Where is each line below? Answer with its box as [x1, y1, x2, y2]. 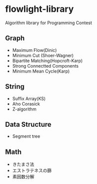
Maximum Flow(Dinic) [12, 47, 57, 53]
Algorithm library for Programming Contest [5, 20, 93, 26]
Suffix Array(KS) [12, 95, 46, 102]
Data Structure [5, 120, 52, 129]
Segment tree [12, 133, 41, 139]
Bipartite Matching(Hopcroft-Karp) [12, 58, 83, 64]
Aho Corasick [12, 101, 41, 107]
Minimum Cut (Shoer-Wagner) [12, 52, 74, 58]
